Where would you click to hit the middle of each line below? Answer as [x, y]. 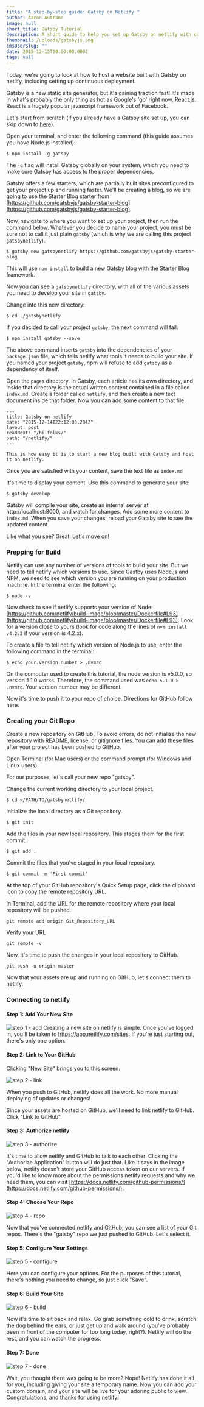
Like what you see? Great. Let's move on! [58, 536]
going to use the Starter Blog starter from [58, 196]
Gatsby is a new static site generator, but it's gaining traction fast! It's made [101, 93]
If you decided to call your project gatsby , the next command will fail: [92, 327]
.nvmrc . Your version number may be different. [64, 687]
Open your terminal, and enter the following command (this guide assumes [100, 136]
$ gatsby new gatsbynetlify [42, 251]
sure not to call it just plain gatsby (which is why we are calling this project [99, 234]
